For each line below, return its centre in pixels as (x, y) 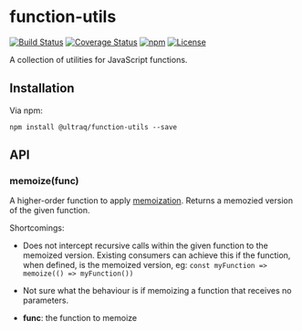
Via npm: (26, 110)
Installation (42, 88)
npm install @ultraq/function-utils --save (94, 127)
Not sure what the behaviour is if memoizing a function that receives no (157, 291)
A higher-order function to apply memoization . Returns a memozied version (151, 201)
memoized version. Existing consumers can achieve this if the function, (156, 255)
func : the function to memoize (80, 318)
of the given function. (50, 211)
